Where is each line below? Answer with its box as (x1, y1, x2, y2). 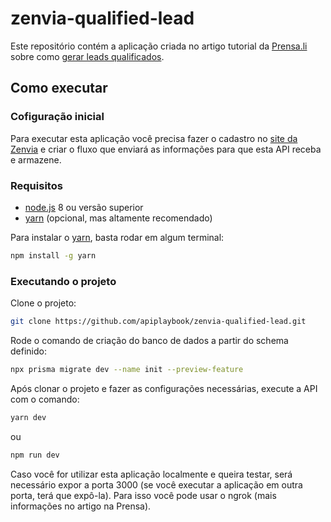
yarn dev (10, 412, 47, 422)
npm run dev (10, 450, 60, 460)
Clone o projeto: (10, 297, 77, 309)
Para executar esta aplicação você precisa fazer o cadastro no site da (10, 132, 298, 144)
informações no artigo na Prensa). (10, 500, 152, 512)
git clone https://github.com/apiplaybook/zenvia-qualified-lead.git (10, 317, 307, 327)
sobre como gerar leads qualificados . (10, 50, 165, 62)
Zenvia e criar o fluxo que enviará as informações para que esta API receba (10, 143, 322, 155)
